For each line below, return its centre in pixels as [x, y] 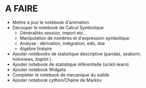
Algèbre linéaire [36, 48]
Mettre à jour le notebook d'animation [50, 22]
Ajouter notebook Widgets [39, 69]
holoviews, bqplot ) [32, 59]
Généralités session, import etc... [53, 33]
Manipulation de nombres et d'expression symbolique [74, 38]
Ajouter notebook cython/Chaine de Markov [57, 80]
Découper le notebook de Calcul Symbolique [58, 27]
